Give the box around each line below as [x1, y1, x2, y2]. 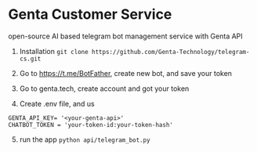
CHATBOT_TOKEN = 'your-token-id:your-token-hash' [8, 121, 174, 128]
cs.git [19, 55, 42, 63]
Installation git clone [19, 46, 89, 56]
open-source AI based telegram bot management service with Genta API [8, 31, 243, 41]
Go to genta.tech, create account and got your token [19, 84, 190, 93]
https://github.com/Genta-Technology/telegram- [91, 48, 250, 56]
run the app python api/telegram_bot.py [19, 135, 150, 144]
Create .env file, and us [19, 99, 96, 108]
